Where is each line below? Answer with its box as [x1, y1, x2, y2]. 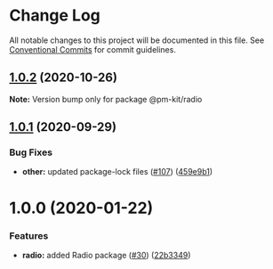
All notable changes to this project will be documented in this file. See [9, 35, 265, 45]
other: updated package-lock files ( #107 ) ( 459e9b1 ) [21, 167, 213, 177]
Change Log [9, 5, 100, 26]
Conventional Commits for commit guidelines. [9, 44, 176, 54]
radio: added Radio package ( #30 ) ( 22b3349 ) [21, 249, 191, 260]
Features [9, 229, 49, 241]
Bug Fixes [9, 146, 53, 159]
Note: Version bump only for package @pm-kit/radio [9, 94, 203, 104]
